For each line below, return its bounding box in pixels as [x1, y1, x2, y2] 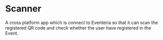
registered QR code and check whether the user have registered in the [5, 24, 151, 30]
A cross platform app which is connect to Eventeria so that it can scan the [5, 19, 158, 25]
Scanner [5, 3, 42, 14]
